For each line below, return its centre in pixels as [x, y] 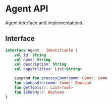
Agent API [27, 9]
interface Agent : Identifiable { [42, 50]
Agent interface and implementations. [44, 23]
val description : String [40, 64]
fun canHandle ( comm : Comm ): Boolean [53, 83]
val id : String [30, 55]
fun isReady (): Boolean [39, 92]
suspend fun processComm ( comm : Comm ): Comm [61, 78]
